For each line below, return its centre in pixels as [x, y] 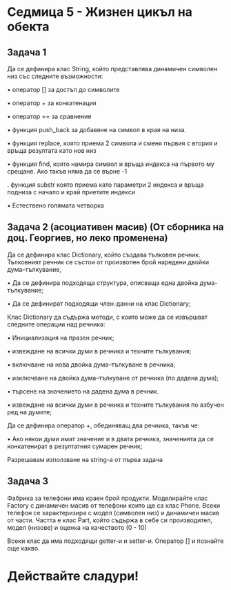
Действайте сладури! [73, 576]
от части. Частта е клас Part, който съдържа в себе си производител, [110, 520]
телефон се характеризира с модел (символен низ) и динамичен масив [113, 513]
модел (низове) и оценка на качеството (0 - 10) [77, 527]
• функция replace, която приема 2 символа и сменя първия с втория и [113, 143]
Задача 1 [27, 52]
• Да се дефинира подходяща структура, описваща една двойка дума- [112, 283]
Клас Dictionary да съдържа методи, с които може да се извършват [108, 317]
